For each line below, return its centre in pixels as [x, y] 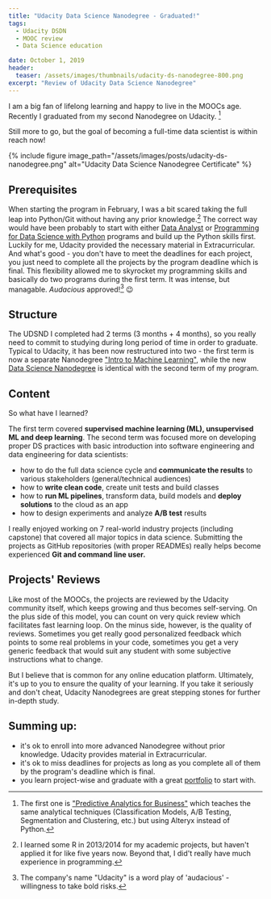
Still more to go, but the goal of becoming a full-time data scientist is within [133, 132]
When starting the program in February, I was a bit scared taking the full [128, 209]
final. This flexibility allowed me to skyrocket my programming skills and [128, 271]
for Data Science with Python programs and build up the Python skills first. [132, 236]
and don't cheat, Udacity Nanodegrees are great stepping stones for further [134, 692]
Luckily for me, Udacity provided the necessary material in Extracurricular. [132, 245]
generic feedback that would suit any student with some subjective [120, 650]
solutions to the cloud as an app [74, 505]
